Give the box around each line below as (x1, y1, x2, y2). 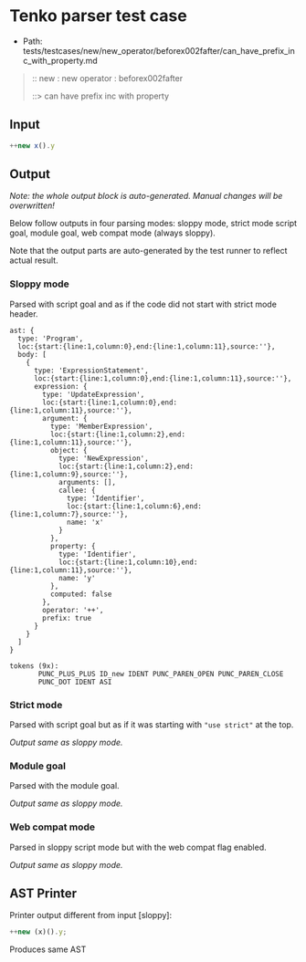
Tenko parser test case (9, 5, 187, 26)
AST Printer (9, 886, 78, 902)
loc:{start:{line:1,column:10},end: (58, 558, 198, 567)
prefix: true (42, 613, 92, 622)
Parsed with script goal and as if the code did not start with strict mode (9, 298, 277, 309)
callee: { (58, 486, 96, 495)
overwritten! (9, 200, 55, 211)
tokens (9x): (9, 661, 59, 671)
